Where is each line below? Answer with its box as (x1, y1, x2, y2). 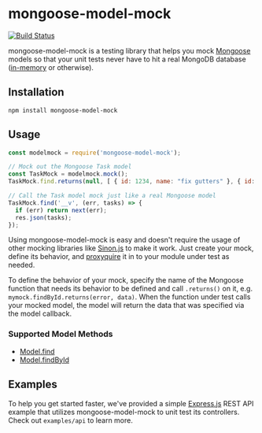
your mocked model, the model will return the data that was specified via (8, 301, 245, 310)
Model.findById (19, 355, 69, 365)
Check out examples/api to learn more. (8, 415, 134, 425)
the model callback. (8, 309, 72, 319)
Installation (8, 86, 65, 99)
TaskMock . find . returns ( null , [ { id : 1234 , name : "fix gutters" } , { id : (8, 178, 256, 186)
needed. (8, 261, 35, 270)
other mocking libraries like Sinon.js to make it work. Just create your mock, (8, 243, 254, 253)
